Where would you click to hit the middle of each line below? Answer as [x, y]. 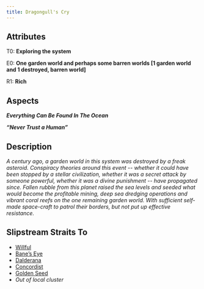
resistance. [20, 213]
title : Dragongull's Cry [38, 12]
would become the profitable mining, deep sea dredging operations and [97, 194]
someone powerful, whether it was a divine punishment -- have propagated [102, 181]
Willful [23, 247]
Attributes [26, 37]
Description [29, 146]
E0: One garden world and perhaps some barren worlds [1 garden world [99, 63]
